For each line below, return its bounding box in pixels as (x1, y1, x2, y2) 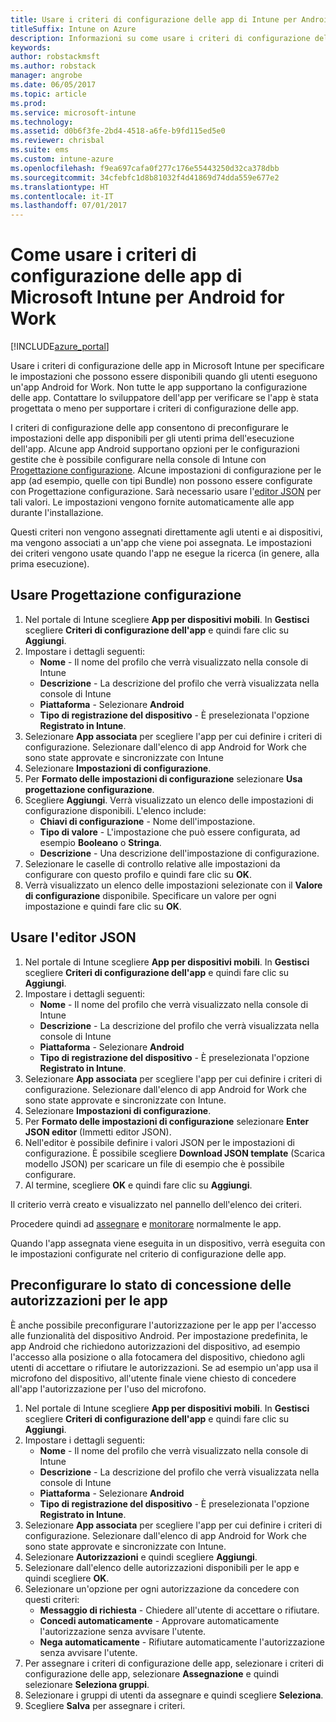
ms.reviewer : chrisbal (10, 136, 105, 146)
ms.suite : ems (10, 145, 70, 155)
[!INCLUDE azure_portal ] (10, 341, 110, 353)
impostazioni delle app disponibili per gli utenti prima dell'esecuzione (10, 432, 295, 445)
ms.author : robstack (10, 61, 97, 71)
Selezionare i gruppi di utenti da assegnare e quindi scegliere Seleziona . (24, 1689, 324, 1701)
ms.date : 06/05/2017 (10, 80, 97, 90)
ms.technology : (10, 117, 74, 127)
